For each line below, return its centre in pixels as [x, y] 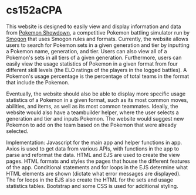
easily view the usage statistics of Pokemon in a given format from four [92, 64]
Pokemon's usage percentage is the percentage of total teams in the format [98, 76]
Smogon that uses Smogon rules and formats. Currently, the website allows [97, 39]
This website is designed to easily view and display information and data [94, 26]
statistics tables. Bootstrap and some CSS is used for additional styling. [92, 186]
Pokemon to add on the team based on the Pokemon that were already [92, 125]
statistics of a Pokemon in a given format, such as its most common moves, [97, 100]
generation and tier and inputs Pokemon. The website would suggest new [95, 118]
